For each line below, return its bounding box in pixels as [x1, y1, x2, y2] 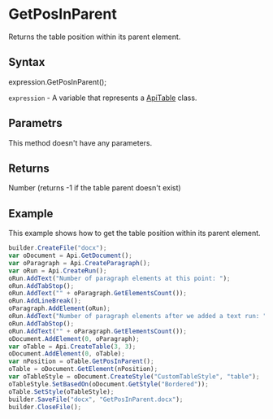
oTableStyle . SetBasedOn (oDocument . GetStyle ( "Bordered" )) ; [8, 380, 209, 388]
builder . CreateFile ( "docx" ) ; [8, 244, 107, 252]
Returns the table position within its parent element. [8, 32, 181, 41]
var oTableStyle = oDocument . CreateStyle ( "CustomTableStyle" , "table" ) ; [8, 373, 260, 381]
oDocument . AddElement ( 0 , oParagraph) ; [8, 334, 140, 343]
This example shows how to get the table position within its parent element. [8, 229, 262, 238]
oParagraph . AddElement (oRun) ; [8, 304, 111, 313]
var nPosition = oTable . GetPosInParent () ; [8, 357, 154, 366]
